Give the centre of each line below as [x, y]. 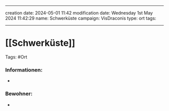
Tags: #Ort [16, 57]
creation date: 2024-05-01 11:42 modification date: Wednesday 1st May [79, 13]
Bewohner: [19, 94]
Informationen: [24, 69]
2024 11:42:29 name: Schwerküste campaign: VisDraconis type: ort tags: [81, 18]
